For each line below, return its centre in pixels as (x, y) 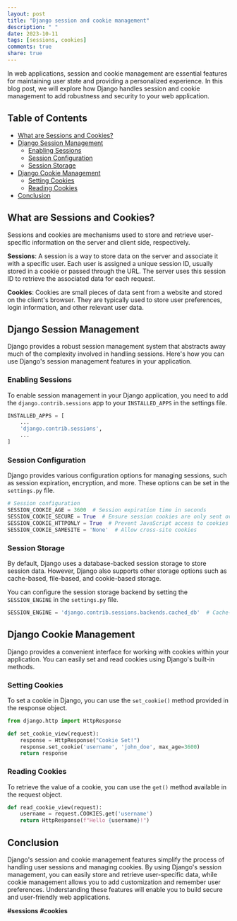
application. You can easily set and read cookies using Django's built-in (111, 659)
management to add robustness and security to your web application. (108, 95)
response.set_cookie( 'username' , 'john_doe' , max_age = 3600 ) (110, 747)
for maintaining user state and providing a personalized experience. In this (115, 81)
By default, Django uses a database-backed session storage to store (107, 563)
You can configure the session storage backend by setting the (98, 592)
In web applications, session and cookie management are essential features (117, 73)
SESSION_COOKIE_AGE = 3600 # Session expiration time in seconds (107, 510)
